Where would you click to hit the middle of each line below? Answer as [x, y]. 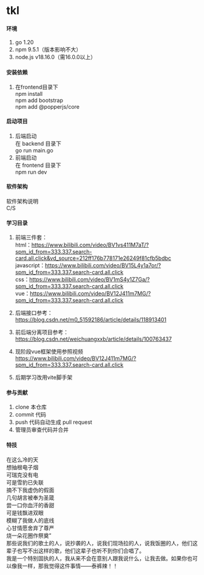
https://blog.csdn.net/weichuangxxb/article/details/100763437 [93, 339]
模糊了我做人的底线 [30, 520]
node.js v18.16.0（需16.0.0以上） [55, 57]
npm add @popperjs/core [47, 106]
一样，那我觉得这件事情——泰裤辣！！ [70, 566]
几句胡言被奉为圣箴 [30, 497]
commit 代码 [31, 415]
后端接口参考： [34, 313]
